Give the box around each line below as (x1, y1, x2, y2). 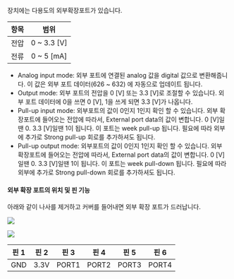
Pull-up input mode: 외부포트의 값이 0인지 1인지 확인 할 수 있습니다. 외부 (17, 107, 218, 114)
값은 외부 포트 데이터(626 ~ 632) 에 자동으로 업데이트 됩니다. (34, 80, 203, 88)
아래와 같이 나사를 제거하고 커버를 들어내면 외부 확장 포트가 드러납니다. (7, 203, 201, 211)
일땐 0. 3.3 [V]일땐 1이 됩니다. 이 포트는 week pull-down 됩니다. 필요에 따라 (17, 160, 227, 167)
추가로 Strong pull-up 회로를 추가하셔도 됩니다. (25, 133, 156, 141)
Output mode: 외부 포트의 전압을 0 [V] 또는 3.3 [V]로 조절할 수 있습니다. (17, 89, 217, 97)
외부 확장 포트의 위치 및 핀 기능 (7, 186, 90, 194)
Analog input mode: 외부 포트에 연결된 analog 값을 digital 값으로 (17, 71, 198, 79)
